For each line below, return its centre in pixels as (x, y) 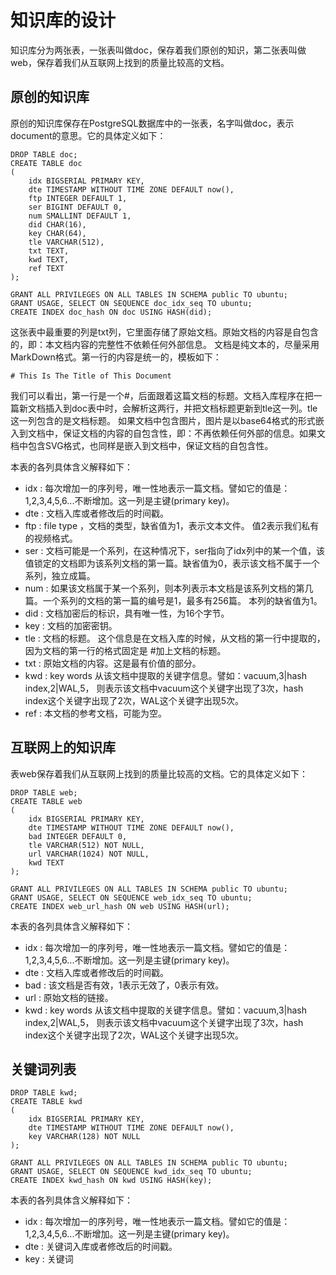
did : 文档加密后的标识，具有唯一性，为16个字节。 (127, 613)
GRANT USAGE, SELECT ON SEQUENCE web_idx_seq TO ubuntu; (131, 897)
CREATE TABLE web (46, 801)
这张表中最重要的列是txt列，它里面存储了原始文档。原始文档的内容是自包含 (165, 332)
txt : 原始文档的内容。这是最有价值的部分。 (113, 663)
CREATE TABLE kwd (46, 1102)
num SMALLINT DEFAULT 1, (80, 216)
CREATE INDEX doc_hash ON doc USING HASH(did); (111, 312)
